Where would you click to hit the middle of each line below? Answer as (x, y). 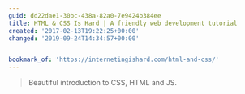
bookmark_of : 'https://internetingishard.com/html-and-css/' (114, 60)
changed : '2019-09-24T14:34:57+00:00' (74, 38)
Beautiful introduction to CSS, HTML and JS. (102, 83)
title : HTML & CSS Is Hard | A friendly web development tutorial (123, 23)
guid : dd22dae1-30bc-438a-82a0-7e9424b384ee (85, 16)
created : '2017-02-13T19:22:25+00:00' (74, 31)
